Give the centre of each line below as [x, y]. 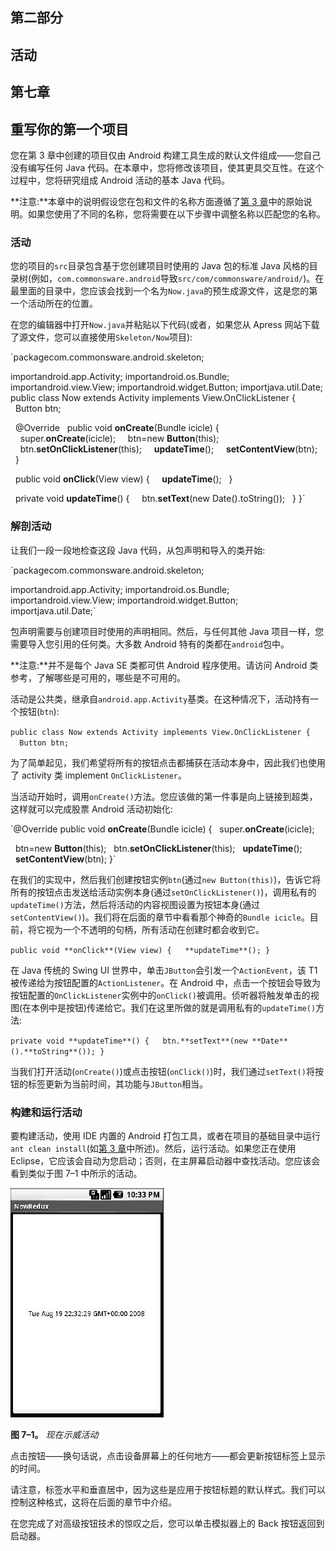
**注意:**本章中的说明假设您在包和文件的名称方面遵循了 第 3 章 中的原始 [157, 201]
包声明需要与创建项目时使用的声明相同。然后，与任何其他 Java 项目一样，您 [167, 631]
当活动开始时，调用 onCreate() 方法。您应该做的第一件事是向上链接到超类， [164, 796]
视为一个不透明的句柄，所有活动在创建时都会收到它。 [154, 929]
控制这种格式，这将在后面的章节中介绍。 [93, 1502]
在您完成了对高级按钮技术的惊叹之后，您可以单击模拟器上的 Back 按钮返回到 [167, 1523]
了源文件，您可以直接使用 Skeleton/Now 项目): [101, 337]
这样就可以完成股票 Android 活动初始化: [91, 809]
